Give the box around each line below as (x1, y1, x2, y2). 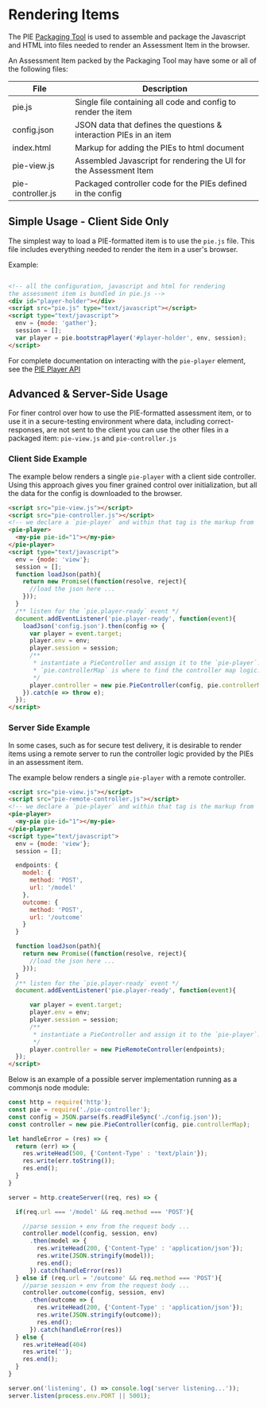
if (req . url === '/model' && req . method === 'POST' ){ (15, 1208, 194, 1216)
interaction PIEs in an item (75, 129, 172, 140)
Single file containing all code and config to (75, 96, 237, 107)
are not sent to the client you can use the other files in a (46, 425, 229, 435)
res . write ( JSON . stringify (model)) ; (37, 1252, 155, 1260)
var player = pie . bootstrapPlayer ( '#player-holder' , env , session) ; (15, 334, 247, 342)
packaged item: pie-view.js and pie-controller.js (8, 433, 177, 443)
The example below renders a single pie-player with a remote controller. (8, 773, 246, 782)
